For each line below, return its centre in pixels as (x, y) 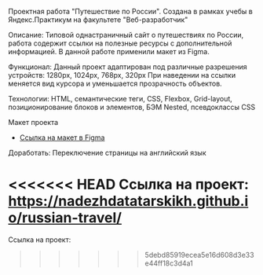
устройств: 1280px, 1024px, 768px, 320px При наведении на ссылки (122, 75)
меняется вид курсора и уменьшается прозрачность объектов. (115, 83)
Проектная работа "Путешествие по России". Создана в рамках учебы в (131, 11)
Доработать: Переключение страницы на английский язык (107, 153)
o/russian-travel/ (65, 218)
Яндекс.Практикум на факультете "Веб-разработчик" (98, 20)
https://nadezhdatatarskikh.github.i (128, 202)
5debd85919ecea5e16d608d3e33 (199, 255)
